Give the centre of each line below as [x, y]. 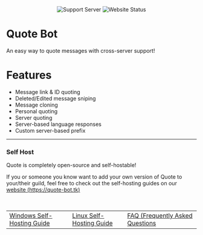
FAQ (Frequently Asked [160, 216]
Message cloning [37, 105]
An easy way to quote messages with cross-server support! [81, 50]
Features [29, 75]
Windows [23, 216]
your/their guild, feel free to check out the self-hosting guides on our [92, 184]
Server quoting [34, 117]
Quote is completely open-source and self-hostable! [71, 165]
